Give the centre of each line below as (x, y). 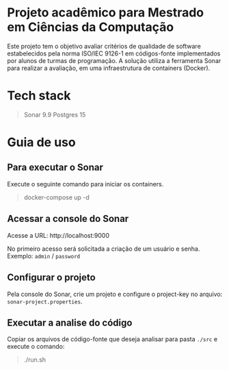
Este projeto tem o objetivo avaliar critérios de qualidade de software (104, 46)
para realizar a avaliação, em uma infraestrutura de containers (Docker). (109, 68)
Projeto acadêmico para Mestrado (105, 13)
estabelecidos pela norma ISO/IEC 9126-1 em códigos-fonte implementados (114, 53)
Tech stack (39, 96)
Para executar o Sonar (55, 168)
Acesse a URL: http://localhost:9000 (58, 235)
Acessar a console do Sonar (68, 219)
